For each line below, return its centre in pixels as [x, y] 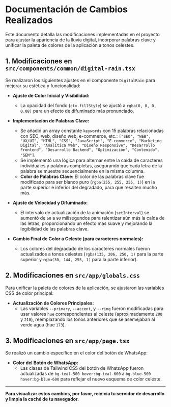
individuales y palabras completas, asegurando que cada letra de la [91, 166]
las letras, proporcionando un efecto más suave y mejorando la [86, 223]
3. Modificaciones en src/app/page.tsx [67, 340]
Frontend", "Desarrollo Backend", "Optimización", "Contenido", [90, 150]
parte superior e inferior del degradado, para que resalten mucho [89, 187]
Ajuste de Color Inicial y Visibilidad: [51, 95]
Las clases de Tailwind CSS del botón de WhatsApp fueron [82, 368]
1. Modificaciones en [39, 61]
